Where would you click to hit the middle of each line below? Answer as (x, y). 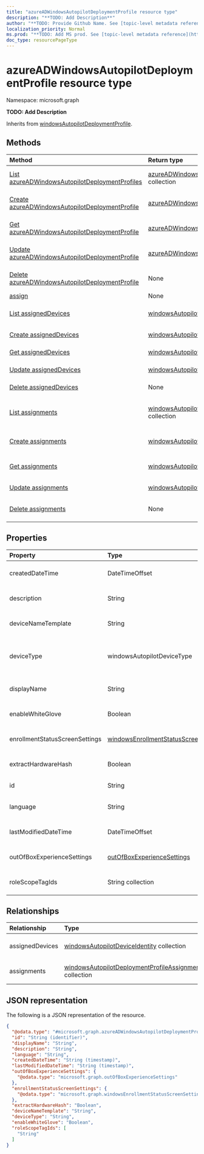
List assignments (33, 412)
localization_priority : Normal (46, 29)
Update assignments (39, 488)
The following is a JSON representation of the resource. (76, 1015)
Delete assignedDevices (44, 387)
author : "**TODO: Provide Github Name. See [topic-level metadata (92, 23)
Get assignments (33, 466)
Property (22, 555)
